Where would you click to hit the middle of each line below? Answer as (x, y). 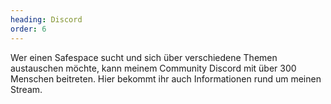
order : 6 (28, 29)
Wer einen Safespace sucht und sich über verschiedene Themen (144, 57)
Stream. (26, 89)
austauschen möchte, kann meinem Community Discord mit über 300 (153, 68)
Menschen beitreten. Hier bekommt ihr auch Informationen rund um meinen (166, 78)
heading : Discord (46, 19)
